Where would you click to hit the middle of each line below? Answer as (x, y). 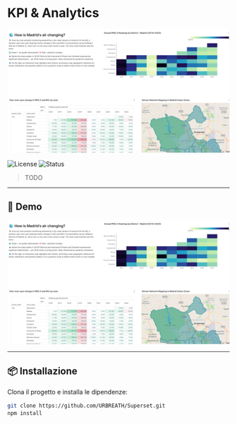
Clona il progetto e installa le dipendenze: (68, 392)
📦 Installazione (42, 371)
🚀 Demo (25, 206)
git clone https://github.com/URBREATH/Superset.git (86, 406)
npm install (25, 413)
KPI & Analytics (54, 13)
